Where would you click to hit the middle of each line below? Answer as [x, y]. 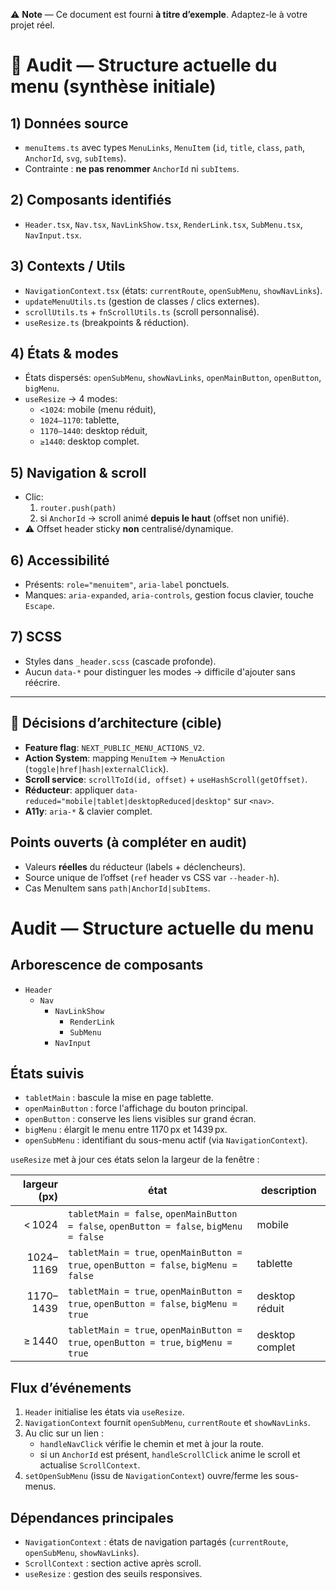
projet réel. [32, 25]
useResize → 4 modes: [71, 399]
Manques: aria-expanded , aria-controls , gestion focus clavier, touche [169, 595]
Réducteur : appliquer [69, 790]
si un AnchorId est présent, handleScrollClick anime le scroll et [170, 1455]
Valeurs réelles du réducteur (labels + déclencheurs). [135, 866]
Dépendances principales [92, 1517]
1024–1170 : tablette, [79, 420]
